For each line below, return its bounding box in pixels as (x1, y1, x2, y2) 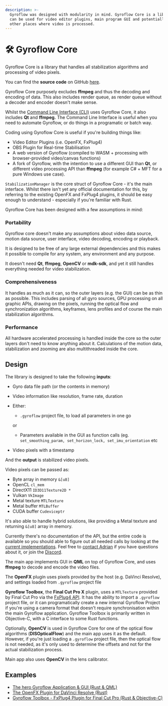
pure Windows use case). (12, 171, 65, 177)
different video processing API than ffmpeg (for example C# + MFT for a (12, 166, 162, 172)
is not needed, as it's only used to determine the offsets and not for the (5, 641, 151, 647)
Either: (12, 402, 26, 409)
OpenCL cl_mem (12, 481, 44, 487)
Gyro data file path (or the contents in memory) (12, 383, 110, 389)
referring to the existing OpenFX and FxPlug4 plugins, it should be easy (5, 192, 152, 198)
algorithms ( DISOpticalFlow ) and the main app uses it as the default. (5, 630, 146, 636)
